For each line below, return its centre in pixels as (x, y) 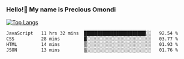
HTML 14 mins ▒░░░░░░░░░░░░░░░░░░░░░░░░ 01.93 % (92, 45)
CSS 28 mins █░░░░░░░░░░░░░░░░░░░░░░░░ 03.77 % (92, 39)
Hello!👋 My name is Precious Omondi (61, 10)
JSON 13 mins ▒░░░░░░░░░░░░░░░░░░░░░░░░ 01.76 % (92, 50)
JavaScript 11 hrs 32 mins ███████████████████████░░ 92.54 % (92, 33)
